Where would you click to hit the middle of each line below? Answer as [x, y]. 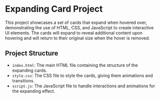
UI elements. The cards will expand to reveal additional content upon [74, 33]
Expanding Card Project [54, 9]
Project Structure [32, 53]
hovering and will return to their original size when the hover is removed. [78, 38]
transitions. [23, 80]
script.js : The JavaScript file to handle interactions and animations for [84, 86]
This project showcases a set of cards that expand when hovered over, [76, 22]
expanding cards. [29, 70]
